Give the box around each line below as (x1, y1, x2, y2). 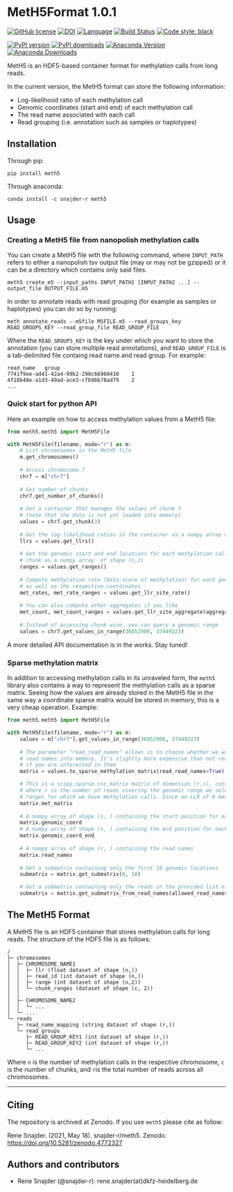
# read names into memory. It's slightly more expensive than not (19, 755, 216, 762)
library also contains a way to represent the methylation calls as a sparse (7, 681, 216, 690)
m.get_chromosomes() (19, 454, 79, 461)
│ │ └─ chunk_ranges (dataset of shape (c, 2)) (7, 984, 154, 992)
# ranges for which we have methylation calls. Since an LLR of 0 (19, 793, 216, 800)
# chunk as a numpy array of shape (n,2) (19, 557, 144, 564)
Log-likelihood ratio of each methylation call (17, 95, 144, 104)
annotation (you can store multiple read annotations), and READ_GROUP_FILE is (7, 344, 226, 352)
